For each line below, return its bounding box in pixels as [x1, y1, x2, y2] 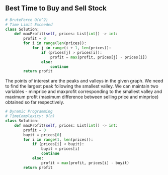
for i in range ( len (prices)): [23, 41, 87, 46]
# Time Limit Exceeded [5, 22, 53, 27]
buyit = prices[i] [41, 146, 80, 151]
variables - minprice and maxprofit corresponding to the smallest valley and [5, 89, 162, 95]
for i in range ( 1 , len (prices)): [23, 137, 94, 142]
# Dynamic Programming [5, 109, 53, 114]
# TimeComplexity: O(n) [5, 114, 55, 119]
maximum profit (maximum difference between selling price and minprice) [5, 94, 159, 100]
